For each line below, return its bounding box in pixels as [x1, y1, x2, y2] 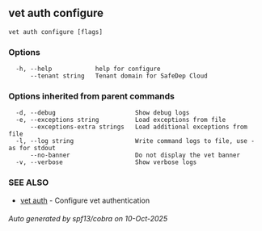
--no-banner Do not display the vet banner [29, 151, 241, 160]
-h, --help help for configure [15, 65, 161, 73]
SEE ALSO [8, 177, 49, 188]
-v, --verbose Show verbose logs [15, 158, 197, 166]
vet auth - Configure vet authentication [19, 195, 150, 205]
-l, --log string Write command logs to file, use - [15, 137, 255, 145]
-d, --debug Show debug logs [15, 109, 190, 117]
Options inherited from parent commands [8, 90, 175, 102]
